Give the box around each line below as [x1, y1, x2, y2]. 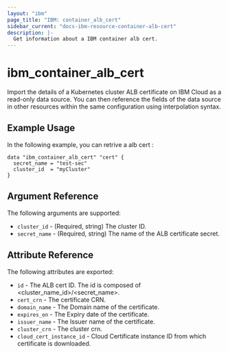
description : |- [7, 29, 54, 36]
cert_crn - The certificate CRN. [16, 295, 106, 304]
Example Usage [7, 122, 76, 134]
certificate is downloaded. [16, 339, 91, 348]
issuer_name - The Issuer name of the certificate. [16, 317, 156, 326]
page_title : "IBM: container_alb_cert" [7, 16, 122, 23]
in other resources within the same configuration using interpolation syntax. [7, 102, 221, 111]
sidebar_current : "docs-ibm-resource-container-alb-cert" [7, 23, 176, 30]
